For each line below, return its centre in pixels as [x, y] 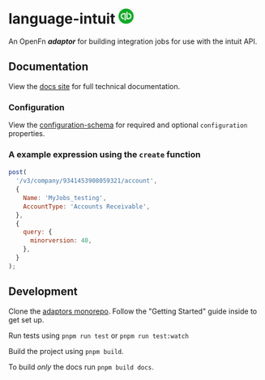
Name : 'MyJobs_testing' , [65, 198]
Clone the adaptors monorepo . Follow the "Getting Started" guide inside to [133, 311]
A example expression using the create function [105, 154]
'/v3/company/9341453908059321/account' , [87, 181]
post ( [17, 173]
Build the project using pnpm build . [66, 351]
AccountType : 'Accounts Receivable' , [87, 207]
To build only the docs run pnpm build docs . [81, 367]
